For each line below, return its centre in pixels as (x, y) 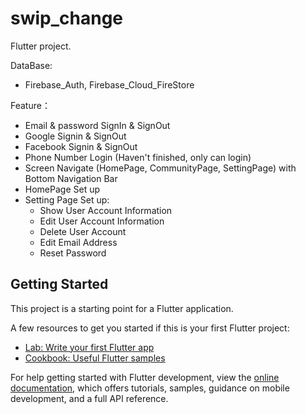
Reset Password (73, 253)
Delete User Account (83, 231)
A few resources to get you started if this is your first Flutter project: (150, 328)
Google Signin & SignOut (75, 136)
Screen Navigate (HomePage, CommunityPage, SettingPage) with (160, 168)
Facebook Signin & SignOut (81, 146)
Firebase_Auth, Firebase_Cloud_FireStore (109, 84)
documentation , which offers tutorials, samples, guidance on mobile (150, 388)
